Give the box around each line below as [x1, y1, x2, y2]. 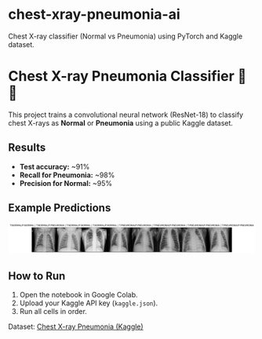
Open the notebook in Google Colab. [19, 290, 139, 300]
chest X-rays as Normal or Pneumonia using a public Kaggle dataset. [8, 118, 234, 127]
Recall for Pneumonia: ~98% [19, 170, 115, 180]
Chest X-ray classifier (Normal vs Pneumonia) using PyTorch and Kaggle [8, 31, 243, 41]
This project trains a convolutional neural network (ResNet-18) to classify [8, 110, 244, 119]
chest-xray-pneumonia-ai [8, 5, 180, 24]
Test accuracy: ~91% [19, 162, 90, 171]
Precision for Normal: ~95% [19, 178, 113, 188]
